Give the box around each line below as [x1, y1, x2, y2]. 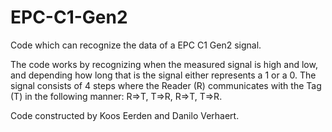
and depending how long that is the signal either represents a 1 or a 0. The [10, 69, 317, 81]
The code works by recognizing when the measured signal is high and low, [10, 58, 318, 70]
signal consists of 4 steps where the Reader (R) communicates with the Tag [10, 79, 322, 91]
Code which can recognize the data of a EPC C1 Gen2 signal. [10, 39, 262, 51]
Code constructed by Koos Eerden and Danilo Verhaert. [10, 109, 240, 121]
